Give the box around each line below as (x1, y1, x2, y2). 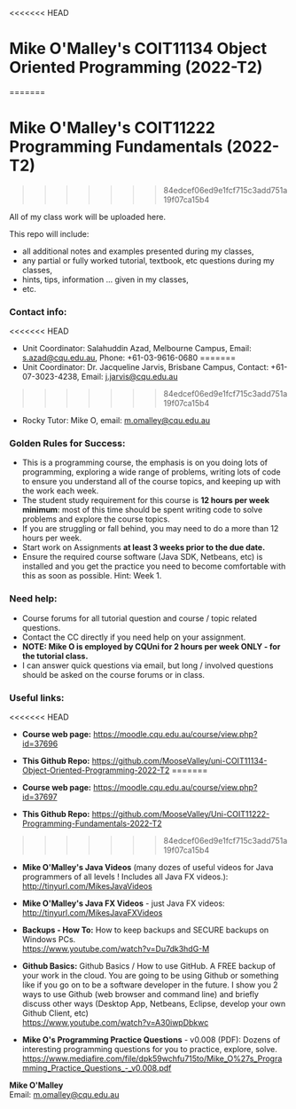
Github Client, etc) (21, 1008, 89, 1019)
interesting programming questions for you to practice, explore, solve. (21, 1044, 277, 1055)
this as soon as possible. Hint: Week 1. (21, 570, 162, 581)
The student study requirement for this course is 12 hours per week (21, 495, 270, 506)
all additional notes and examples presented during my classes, (21, 246, 254, 256)
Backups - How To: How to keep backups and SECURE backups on (21, 924, 269, 935)
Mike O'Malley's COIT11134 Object (9, 39, 268, 59)
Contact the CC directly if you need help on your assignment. (21, 632, 246, 642)
